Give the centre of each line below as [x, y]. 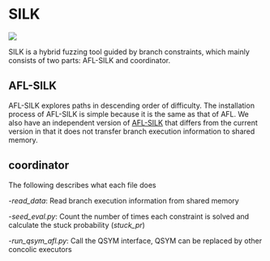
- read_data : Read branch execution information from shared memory [124, 200]
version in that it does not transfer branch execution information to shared [132, 131]
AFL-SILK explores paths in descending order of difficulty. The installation [132, 105]
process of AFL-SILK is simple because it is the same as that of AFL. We [129, 113]
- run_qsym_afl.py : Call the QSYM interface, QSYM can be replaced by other [135, 241]
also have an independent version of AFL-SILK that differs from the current [133, 122]
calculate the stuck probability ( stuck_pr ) [77, 225]
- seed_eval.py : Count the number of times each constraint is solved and [129, 216]
